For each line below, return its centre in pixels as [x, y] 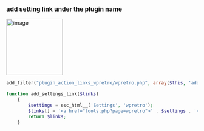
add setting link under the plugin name [64, 9]
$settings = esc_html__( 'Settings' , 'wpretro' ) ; [91, 105]
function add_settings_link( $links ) [53, 94]
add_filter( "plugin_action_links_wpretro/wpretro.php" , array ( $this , [96, 83]
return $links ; [47, 116]
